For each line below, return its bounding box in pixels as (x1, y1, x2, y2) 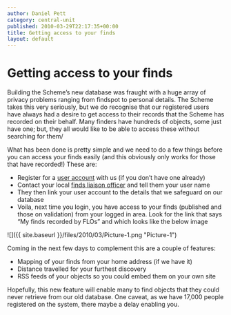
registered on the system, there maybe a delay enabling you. (7, 301, 179, 309)
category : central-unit (7, 17, 76, 23)
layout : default (7, 36, 54, 43)
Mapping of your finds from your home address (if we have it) (17, 258, 193, 266)
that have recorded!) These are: (7, 160, 97, 169)
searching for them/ (7, 132, 63, 141)
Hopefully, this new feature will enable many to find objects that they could (7, 285, 219, 294)
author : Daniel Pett (7, 10, 67, 17)
